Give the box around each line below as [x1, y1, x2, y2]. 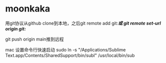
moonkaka [5, 3, 50, 14]
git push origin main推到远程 [5, 36, 64, 42]
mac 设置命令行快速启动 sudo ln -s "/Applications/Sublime [5, 46, 126, 52]
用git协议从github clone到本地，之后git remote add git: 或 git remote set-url [5, 20, 161, 26]
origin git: [5, 25, 26, 31]
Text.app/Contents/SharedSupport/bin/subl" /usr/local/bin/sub [5, 52, 135, 58]
